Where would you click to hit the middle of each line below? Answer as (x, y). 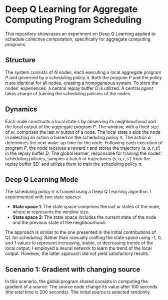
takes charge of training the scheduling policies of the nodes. (68, 93)
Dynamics (21, 109)
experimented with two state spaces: (43, 197)
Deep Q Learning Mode (42, 180)
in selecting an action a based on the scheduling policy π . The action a (78, 137)
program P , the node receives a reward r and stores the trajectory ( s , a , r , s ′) (83, 148)
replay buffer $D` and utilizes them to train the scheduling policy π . (74, 164)
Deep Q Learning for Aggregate (71, 9)
